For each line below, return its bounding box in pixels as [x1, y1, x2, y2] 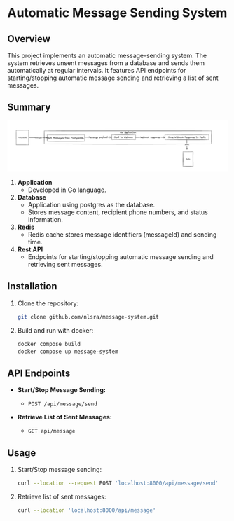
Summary [7, 102, 51, 113]
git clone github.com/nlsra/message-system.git [17, 313, 159, 320]
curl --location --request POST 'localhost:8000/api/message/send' [17, 480, 219, 487]
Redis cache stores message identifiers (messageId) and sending [27, 230, 217, 239]
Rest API [17, 245, 43, 253]
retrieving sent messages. [27, 260, 103, 268]
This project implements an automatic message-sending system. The [7, 51, 207, 60]
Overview [7, 33, 51, 45]
